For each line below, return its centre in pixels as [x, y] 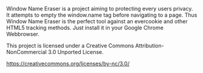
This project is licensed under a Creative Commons [70, 45]
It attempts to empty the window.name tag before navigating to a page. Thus [102, 15]
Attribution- [150, 45]
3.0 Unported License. [76, 52]
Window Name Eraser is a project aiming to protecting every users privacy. [100, 9]
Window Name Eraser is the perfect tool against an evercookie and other [97, 21]
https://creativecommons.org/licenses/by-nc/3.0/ [68, 63]
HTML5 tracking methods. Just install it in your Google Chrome [85, 28]
